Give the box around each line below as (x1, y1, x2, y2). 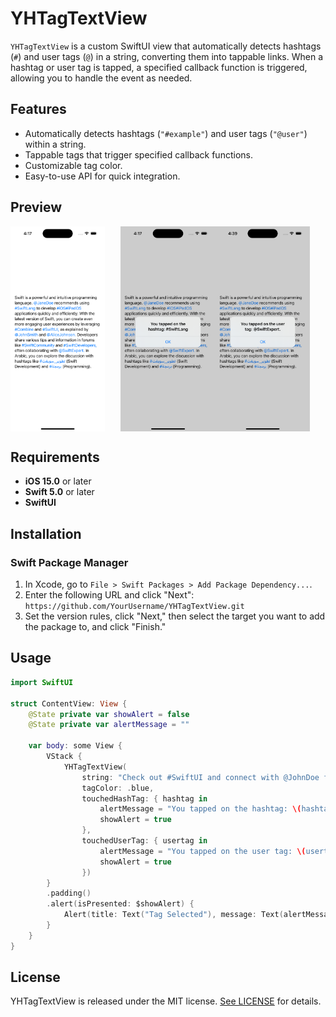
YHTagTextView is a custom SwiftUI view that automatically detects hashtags (10, 40, 322, 52)
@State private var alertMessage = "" (28, 720, 190, 730)
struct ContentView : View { (10, 698, 128, 709)
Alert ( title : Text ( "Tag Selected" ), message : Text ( (63, 910, 284, 920)
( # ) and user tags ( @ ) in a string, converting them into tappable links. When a (10, 50, 324, 62)
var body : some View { (28, 741, 123, 751)
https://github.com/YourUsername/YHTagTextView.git (24, 602, 245, 612)
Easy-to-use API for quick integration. (24, 170, 181, 182)
